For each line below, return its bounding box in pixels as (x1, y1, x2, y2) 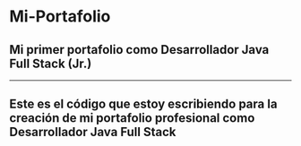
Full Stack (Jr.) (9, 56, 92, 71)
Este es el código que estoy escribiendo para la (9, 97, 278, 112)
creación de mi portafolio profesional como (9, 110, 255, 126)
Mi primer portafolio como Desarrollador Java (9, 42, 270, 57)
